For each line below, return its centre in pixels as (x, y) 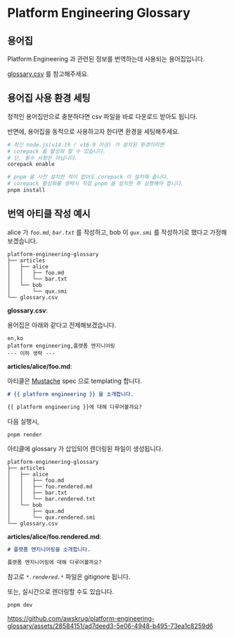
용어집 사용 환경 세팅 (49, 98)
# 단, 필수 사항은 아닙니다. (43, 158)
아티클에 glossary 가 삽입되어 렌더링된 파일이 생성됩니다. (85, 449)
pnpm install (26, 190)
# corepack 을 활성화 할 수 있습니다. (57, 151)
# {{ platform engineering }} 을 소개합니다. (71, 394)
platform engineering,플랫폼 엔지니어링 (61, 346)
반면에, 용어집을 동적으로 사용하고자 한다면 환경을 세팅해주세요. (94, 131)
